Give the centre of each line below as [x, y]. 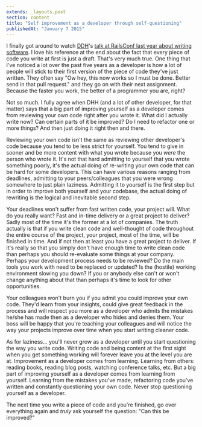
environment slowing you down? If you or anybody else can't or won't [93, 274]
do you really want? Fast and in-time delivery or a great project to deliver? [98, 216]
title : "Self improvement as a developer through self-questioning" [94, 23]
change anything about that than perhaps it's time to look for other [89, 280]
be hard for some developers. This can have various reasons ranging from [99, 172]
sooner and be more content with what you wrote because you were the [96, 153]
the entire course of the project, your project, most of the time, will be [93, 235]
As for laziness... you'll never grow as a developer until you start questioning [101, 342]
